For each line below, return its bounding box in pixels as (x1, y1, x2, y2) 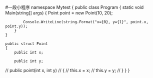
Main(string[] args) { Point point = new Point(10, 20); (5, 10, 113, 16)
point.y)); (5, 24, 28, 29)
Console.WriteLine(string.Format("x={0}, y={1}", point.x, (23, 19, 149, 24)
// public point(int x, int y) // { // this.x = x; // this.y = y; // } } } (5, 68, 130, 73)
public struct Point (5, 41, 48, 46)
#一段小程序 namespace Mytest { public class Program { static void (5, 4, 144, 10)
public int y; (14, 59, 43, 64)
